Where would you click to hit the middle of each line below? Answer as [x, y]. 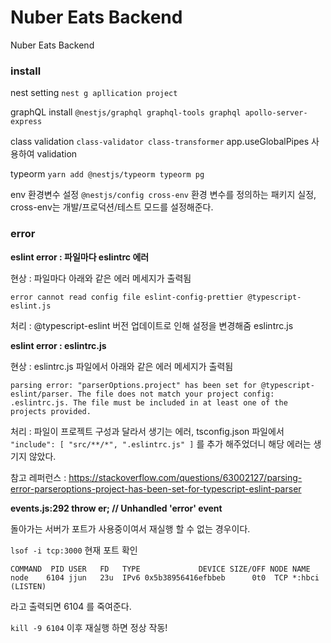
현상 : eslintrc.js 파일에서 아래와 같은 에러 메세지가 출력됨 [122, 366]
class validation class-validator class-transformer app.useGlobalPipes [160, 142]
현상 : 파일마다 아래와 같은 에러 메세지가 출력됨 [101, 278]
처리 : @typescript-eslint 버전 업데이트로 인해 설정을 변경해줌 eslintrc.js [152, 325]
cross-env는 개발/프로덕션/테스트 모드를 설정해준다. [112, 207]
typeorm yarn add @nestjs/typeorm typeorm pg [107, 174]
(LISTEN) [28, 586]
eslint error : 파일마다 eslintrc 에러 [80, 257]
